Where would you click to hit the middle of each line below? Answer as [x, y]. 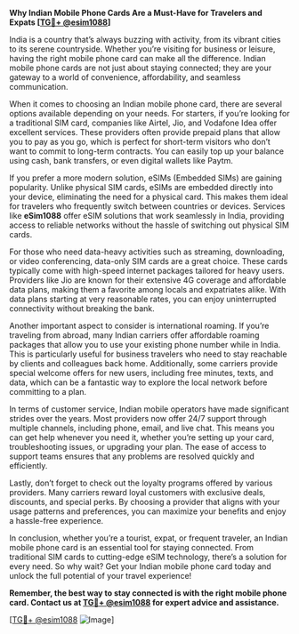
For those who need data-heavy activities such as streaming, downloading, [147, 252]
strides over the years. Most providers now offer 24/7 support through [138, 418]
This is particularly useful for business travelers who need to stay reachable [148, 354]
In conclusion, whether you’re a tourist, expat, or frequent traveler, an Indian [149, 538]
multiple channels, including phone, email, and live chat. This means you [142, 428]
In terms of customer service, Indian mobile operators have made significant [149, 409]
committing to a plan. [48, 392]
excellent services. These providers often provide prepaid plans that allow [145, 132]
